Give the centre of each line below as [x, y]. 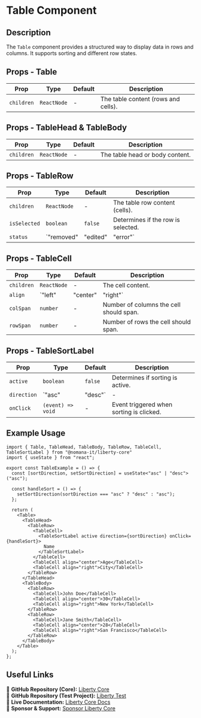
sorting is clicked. [136, 412]
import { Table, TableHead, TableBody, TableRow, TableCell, [84, 447]
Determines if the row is [147, 220]
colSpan [20, 308]
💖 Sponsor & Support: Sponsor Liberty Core [61, 708]
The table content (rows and [140, 99]
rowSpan [20, 326]
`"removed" [62, 237]
